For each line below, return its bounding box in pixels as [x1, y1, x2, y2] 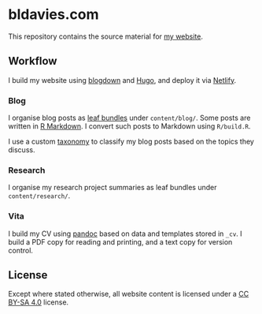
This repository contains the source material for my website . [8, 32, 203, 41]
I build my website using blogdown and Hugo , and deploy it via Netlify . [8, 75, 237, 84]
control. [8, 245, 34, 255]
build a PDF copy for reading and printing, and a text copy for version [8, 237, 233, 246]
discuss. [8, 145, 35, 155]
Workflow [8, 54, 57, 68]
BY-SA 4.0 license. [8, 297, 69, 307]
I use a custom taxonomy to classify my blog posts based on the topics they [8, 136, 254, 147]
